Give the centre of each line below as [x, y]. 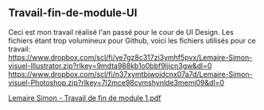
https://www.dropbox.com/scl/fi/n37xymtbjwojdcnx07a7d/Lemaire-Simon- [130, 74]
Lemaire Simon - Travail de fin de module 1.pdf [85, 97]
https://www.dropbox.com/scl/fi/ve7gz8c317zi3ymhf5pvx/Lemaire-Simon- [130, 57]
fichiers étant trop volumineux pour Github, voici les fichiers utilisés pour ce [132, 40]
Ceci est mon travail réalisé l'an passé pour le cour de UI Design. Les [121, 32]
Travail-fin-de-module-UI [73, 13]
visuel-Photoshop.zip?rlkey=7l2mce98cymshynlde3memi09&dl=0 [116, 82]
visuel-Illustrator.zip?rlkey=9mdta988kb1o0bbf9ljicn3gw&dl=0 [110, 66]
